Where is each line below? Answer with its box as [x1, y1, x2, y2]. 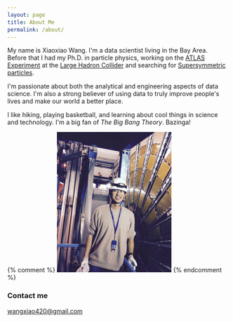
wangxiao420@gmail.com [7, 307, 83, 315]
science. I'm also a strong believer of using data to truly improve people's [7, 90, 220, 98]
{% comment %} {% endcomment [7, 266, 222, 274]
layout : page [7, 11, 46, 18]
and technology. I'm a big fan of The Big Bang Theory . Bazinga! [7, 118, 191, 126]
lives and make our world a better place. [7, 97, 124, 105]
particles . [7, 69, 35, 77]
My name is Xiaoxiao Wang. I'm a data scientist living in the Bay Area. [7, 46, 208, 55]
